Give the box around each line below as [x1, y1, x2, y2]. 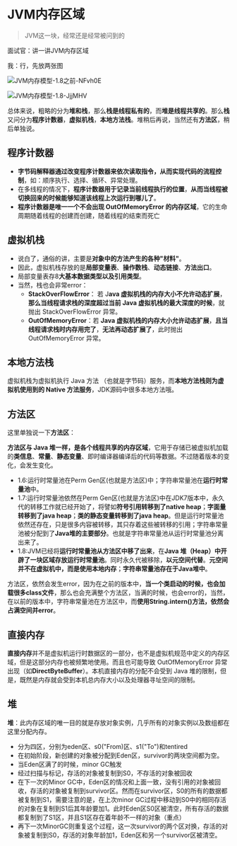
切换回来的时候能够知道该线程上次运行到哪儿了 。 [17, 193, 160, 202]
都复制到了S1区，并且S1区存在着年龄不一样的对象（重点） [17, 813, 186, 821]
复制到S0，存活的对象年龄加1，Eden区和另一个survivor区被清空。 [30, 830, 221, 839]
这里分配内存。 [7, 727, 51, 736]
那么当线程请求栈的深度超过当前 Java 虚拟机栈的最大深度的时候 [28, 298, 213, 307]
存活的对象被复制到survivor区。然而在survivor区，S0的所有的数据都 [30, 787, 228, 795]
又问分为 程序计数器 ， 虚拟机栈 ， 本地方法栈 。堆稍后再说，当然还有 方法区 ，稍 [7, 115, 230, 124]
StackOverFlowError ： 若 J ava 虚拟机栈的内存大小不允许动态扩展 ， [28, 290, 226, 298]
